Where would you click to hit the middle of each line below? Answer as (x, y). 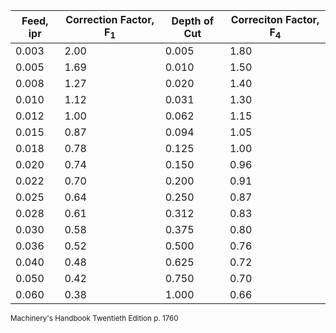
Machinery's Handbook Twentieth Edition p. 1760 (94, 319)
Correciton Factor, (275, 19)
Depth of (193, 21)
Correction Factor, (110, 19)
